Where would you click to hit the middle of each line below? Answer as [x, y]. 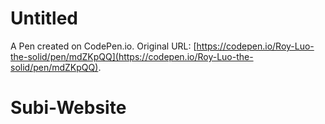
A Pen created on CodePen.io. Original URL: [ [103, 46]
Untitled [44, 18]
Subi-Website [68, 108]
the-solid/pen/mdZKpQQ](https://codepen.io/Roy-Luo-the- [132, 56]
